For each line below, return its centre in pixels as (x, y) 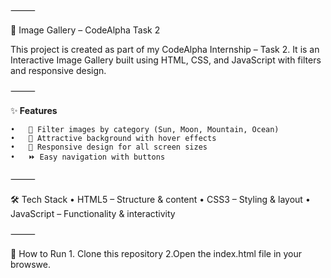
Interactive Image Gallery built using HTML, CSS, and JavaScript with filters (166, 60)
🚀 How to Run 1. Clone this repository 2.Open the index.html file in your (156, 253)
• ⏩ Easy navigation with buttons (88, 157)
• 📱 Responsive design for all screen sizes (109, 147)
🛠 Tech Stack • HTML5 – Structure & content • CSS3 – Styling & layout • (160, 199)
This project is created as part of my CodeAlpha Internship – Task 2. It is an (165, 49)
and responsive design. (58, 70)
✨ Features (34, 110)
